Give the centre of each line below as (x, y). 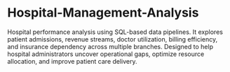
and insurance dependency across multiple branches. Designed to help (110, 46)
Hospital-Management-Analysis (103, 13)
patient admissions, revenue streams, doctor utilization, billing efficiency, (113, 39)
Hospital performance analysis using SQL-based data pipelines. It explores (115, 32)
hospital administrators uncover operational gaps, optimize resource (106, 54)
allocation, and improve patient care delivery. (73, 61)
